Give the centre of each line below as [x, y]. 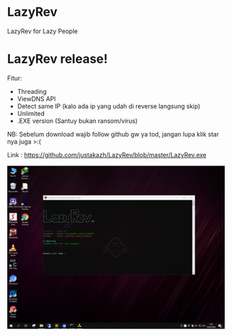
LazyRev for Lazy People [42, 31]
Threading [32, 91]
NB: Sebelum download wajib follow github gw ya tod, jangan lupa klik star [113, 134]
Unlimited [31, 113]
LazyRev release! [58, 59]
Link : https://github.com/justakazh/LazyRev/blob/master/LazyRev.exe [107, 155]
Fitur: [14, 78]
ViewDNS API [37, 99]
